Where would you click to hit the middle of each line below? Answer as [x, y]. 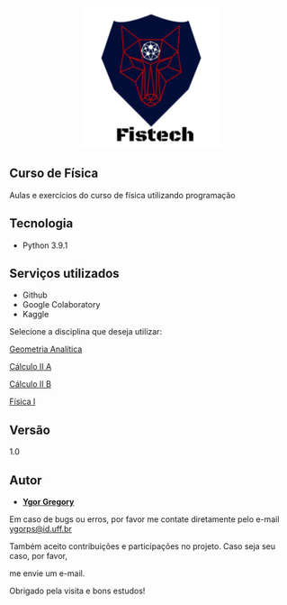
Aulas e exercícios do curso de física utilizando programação [122, 195]
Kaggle [36, 315]
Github [35, 295]
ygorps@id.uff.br [40, 529]
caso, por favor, [38, 556]
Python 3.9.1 [45, 245]
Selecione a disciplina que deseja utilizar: [86, 332]
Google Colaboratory [61, 305]
